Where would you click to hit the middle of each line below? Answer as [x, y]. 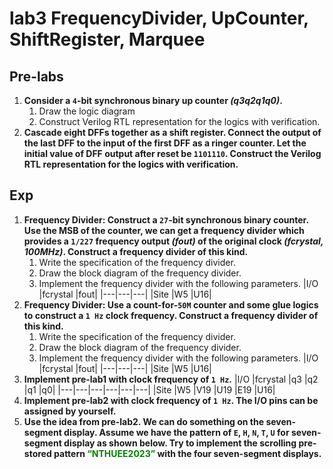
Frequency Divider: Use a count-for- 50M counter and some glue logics [171, 304]
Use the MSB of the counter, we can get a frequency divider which [164, 230]
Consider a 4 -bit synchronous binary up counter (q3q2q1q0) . [153, 100]
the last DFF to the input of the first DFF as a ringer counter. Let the [165, 143]
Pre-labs [36, 76]
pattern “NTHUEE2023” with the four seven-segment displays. [187, 453]
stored [37, 453]
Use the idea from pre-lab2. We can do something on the [144, 421]
